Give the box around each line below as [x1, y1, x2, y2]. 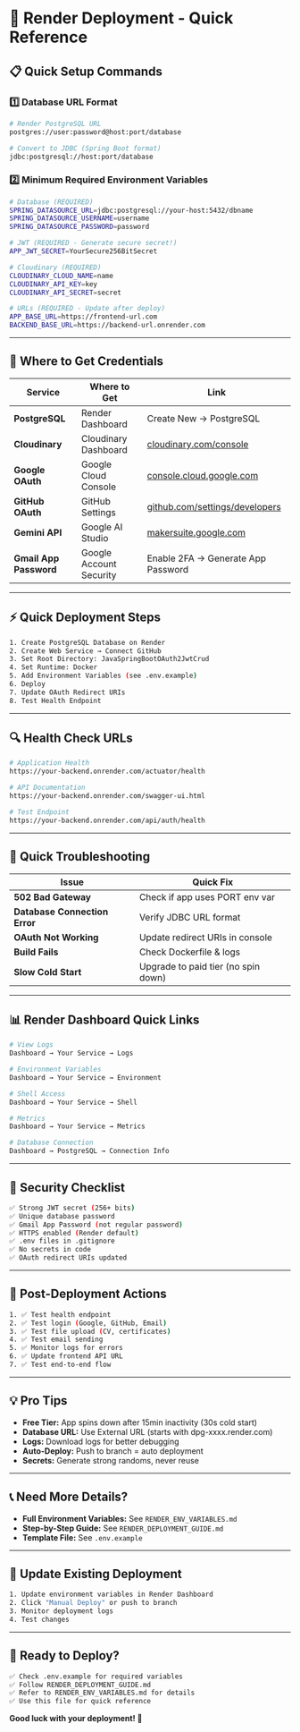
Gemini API [13, 526, 62, 539]
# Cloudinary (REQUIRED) [9, 263, 102, 272]
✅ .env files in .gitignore [9, 1236, 116, 1246]
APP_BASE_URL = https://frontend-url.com [9, 312, 158, 321]
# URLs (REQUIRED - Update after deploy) [9, 304, 166, 313]
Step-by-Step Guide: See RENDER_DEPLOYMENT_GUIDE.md [21, 1523, 224, 1533]
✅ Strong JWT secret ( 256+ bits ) [9, 1203, 136, 1212]
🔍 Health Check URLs [9, 731, 134, 746]
